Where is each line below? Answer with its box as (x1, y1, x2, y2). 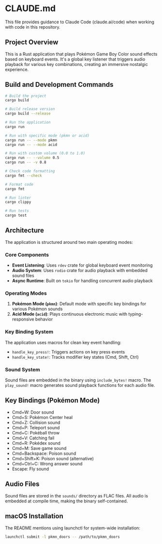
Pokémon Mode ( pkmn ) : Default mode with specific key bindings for (12, 301, 147, 307)
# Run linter (5, 195, 31, 200)
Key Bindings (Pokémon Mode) (5, 396, 100, 405)
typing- (128, 311, 143, 317)
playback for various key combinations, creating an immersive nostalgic (5, 61, 148, 67)
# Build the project (5, 93, 47, 98)
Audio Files (5, 480, 40, 488)
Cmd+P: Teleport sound (12, 425, 60, 431)
